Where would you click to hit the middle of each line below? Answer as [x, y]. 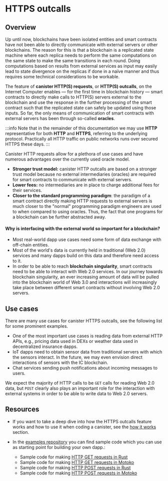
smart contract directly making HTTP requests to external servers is [82, 201]
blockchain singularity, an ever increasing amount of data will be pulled [85, 277]
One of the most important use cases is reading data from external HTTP [87, 336]
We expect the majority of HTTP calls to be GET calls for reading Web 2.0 [80, 383]
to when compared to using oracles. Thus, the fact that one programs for [87, 212]
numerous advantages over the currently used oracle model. [67, 159]
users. [19, 373]
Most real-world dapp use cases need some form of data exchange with [87, 239]
